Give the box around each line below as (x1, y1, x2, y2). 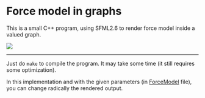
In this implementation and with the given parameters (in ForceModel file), (6, 78, 192, 85)
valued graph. (6, 30, 41, 38)
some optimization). (6, 66, 57, 74)
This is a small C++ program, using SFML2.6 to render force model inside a (6, 24, 195, 32)
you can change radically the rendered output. (6, 84, 123, 92)
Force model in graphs (6, 4, 122, 18)
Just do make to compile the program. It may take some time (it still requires (6, 60, 195, 67)
